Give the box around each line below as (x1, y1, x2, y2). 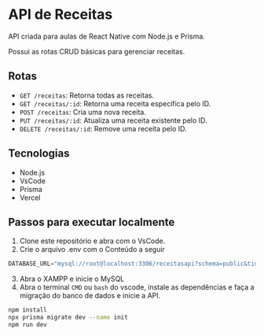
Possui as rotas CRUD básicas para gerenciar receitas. (8, 46, 185, 56)
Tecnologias (8, 147, 70, 161)
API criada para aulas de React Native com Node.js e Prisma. (8, 31, 206, 41)
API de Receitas (8, 6, 113, 24)
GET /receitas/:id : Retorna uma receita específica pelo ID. (19, 98, 211, 108)
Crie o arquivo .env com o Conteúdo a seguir (19, 245, 165, 254)
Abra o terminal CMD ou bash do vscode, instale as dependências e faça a (19, 282, 255, 292)
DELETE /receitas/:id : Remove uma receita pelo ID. (19, 124, 187, 133)
